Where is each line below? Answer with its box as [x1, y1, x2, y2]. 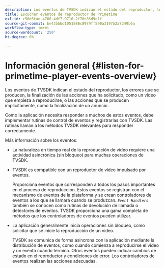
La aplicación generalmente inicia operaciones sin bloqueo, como [12, 222, 145, 228]
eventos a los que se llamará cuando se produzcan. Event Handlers [12, 197, 149, 203]
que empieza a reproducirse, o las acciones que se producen [5, 97, 129, 103]
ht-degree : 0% [5, 35, 34, 40]
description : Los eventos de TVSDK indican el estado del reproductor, [5, 7, 155, 12]
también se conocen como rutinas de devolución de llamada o [12, 202, 138, 208]
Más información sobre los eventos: [5, 137, 78, 143]
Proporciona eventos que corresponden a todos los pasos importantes [12, 181, 156, 187]
